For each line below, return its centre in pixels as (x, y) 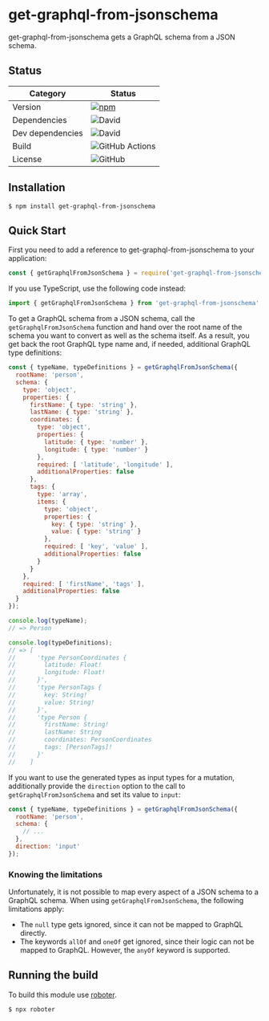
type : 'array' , (62, 494)
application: (28, 258)
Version (27, 107)
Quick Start (37, 230)
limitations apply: (36, 909)
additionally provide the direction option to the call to (97, 786)
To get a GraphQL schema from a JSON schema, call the (102, 319)
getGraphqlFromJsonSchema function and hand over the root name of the (125, 327)
